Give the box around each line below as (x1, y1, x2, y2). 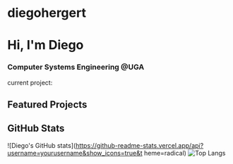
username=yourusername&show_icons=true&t (7, 149, 143, 157)
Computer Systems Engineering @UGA (7, 62, 145, 72)
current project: (7, 78, 53, 87)
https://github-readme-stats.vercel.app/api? (75, 141, 204, 149)
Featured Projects (7, 99, 88, 111)
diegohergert (7, 5, 87, 21)
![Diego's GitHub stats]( (7, 141, 76, 149)
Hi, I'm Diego (7, 37, 84, 53)
